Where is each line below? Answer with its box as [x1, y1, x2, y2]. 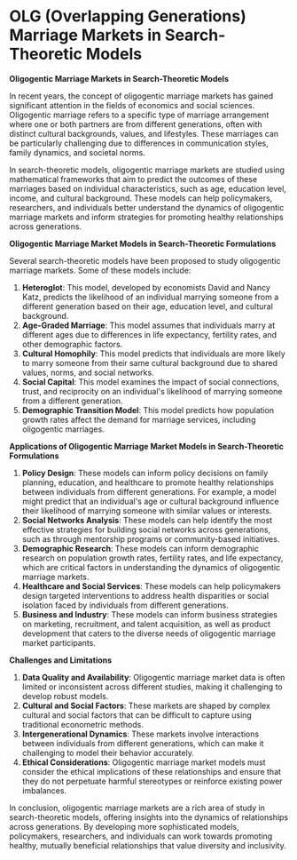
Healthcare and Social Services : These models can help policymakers [21, 580, 281, 592]
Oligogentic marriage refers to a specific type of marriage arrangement [9, 109, 270, 120]
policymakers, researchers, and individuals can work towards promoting [9, 831, 273, 841]
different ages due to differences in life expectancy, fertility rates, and [21, 329, 277, 339]
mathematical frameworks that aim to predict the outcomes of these [9, 173, 258, 184]
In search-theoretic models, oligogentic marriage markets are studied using [9, 164, 285, 175]
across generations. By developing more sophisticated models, [9, 821, 239, 832]
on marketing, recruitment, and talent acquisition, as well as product [21, 618, 271, 629]
